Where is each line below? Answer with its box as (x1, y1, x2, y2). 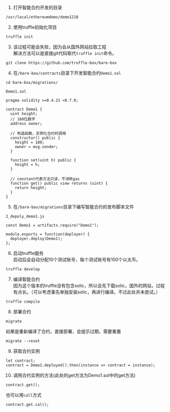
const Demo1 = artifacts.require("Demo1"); (6, 223, 99, 228)
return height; (15, 185, 47, 190)
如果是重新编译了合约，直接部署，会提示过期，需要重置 (6, 329, 121, 334)
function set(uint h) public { (10, 158, 76, 163)
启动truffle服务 (13, 250, 44, 256)
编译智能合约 (13, 276, 40, 282)
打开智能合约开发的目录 (13, 5, 62, 10)
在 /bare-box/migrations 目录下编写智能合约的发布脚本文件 (13, 204, 134, 210)
